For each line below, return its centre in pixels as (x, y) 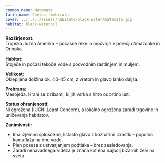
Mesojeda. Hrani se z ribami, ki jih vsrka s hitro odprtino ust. (68, 94)
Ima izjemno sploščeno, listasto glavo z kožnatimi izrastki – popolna (82, 135)
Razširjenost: (19, 38)
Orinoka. (14, 49)
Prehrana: (16, 89)
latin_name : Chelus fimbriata (37, 15)
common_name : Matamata (29, 10)
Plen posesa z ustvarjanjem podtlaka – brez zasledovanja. (73, 145)
